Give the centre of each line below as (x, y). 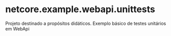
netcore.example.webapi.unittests (80, 9)
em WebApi (17, 28)
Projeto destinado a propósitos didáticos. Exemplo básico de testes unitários (86, 23)
